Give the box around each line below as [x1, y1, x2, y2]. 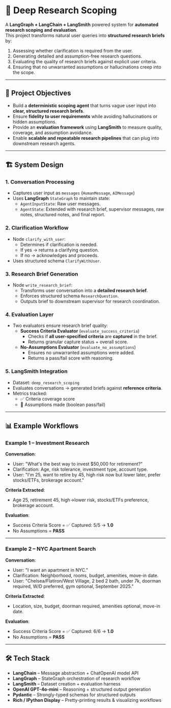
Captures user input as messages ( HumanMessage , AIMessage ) [12, 190, 135, 196]
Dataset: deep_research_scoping [12, 380, 80, 386]
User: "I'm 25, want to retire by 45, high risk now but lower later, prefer [12, 472, 161, 478]
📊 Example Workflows [5, 422, 79, 431]
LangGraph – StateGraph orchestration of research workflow [12, 675, 141, 681]
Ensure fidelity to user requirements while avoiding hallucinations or [12, 113, 158, 119]
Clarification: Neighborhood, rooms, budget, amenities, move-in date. [12, 572, 159, 578]
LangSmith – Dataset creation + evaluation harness [12, 681, 121, 687]
